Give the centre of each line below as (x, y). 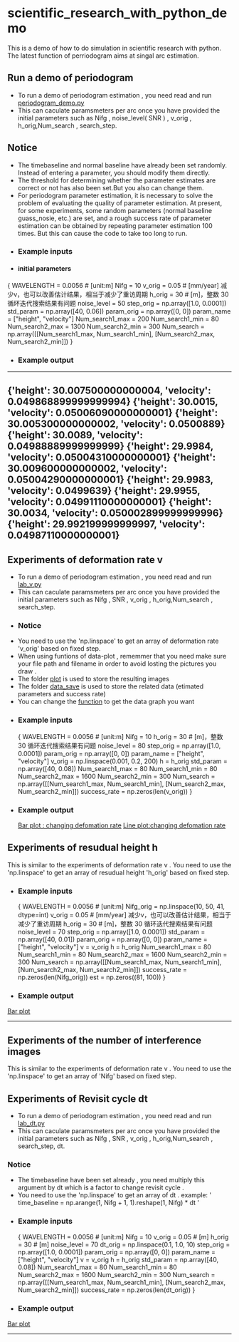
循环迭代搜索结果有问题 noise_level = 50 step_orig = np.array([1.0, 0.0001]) (117, 303)
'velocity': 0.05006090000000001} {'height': (113, 413)
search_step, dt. (41, 1146)
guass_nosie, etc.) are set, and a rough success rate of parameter (114, 218)
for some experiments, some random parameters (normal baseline (115, 210)
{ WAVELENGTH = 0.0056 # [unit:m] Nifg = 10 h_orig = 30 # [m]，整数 (120, 736)
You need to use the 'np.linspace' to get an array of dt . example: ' (115, 1195)
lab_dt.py (31, 1123)
